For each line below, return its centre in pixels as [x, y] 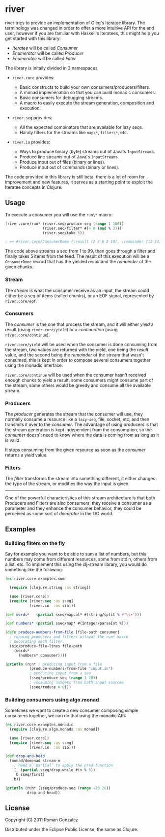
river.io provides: [31, 142]
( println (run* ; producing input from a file [54, 664]
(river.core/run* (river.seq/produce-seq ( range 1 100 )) [65, 224]
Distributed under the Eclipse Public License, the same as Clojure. [72, 830]
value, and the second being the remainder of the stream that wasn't [75, 355]
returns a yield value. [26, 455]
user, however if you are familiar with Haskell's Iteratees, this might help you [82, 33]
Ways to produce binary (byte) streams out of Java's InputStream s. [87, 151]
